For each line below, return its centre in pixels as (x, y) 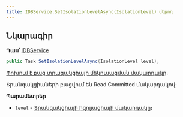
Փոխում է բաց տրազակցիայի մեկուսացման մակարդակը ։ (87, 73)
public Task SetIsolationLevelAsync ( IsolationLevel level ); (83, 61)
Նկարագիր (29, 36)
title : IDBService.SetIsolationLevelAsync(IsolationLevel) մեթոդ (89, 12)
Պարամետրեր (26, 96)
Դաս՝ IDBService (28, 50)
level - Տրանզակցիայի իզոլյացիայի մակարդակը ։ (84, 108)
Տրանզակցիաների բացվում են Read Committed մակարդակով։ (92, 85)
